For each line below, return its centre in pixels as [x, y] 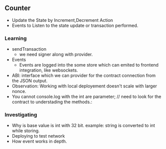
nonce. [19, 91]
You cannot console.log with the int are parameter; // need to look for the [86, 97]
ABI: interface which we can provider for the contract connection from [84, 75]
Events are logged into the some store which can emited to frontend [89, 65]
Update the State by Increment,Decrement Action [62, 20]
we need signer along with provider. [56, 55]
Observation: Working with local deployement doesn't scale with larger [84, 86]
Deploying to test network [38, 136]
